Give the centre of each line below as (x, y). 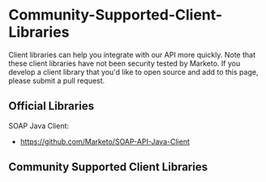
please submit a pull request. (57, 80)
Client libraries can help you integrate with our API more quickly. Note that (132, 54)
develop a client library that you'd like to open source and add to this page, (133, 71)
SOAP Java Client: (39, 126)
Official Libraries (51, 106)
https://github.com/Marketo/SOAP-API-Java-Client (105, 141)
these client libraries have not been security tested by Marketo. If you (124, 63)
